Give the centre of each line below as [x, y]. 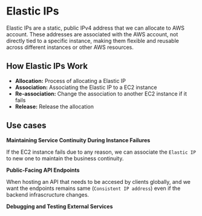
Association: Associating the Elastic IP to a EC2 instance [86, 87]
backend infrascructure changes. [48, 194]
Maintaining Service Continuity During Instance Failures [78, 140]
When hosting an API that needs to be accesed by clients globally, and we [99, 182]
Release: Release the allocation [54, 106]
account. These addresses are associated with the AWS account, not [92, 34]
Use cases [26, 126]
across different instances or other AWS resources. [70, 47]
